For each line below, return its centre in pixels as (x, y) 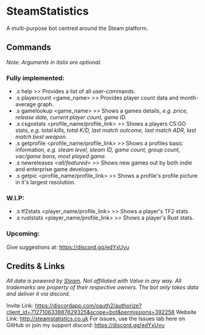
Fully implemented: (36, 78)
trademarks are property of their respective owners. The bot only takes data (103, 287)
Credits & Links (36, 266)
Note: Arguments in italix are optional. (54, 62)
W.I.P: (15, 198)
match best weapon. (41, 137)
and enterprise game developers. (57, 169)
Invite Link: (20, 306)
